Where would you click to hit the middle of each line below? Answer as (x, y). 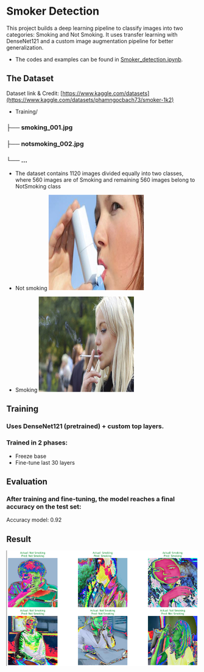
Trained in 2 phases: (37, 443)
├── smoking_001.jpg (40, 127)
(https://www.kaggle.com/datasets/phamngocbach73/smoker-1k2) (90, 99)
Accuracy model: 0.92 (34, 520)
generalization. (25, 48)
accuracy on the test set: (44, 506)
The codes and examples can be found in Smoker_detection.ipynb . (99, 59)
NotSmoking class (38, 186)
